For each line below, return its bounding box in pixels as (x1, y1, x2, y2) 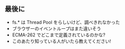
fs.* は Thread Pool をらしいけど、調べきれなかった (12, 19, 120, 25)
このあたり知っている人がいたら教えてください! (12, 38, 111, 44)
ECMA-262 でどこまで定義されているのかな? (12, 32, 106, 38)
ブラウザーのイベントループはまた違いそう (12, 25, 101, 31)
